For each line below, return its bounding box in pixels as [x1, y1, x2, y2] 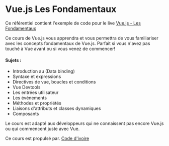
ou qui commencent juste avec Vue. [5, 126, 80, 132]
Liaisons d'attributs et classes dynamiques [12, 105, 101, 111]
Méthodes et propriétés [12, 100, 62, 106]
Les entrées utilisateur [12, 89, 59, 95]
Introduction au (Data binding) [12, 68, 75, 74]
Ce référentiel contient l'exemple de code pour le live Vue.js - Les [5, 20, 141, 26]
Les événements [12, 95, 47, 101]
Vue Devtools [12, 84, 41, 90]
